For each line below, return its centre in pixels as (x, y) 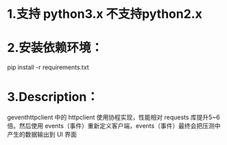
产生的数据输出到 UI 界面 (42, 135)
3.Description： (53, 97)
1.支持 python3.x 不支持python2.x (105, 14)
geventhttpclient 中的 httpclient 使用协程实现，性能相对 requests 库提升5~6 (114, 118)
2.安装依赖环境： (55, 48)
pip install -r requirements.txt (48, 67)
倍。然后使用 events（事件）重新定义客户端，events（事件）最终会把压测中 (114, 126)
